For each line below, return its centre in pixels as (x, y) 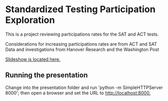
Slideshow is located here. (33, 59)
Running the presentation (47, 75)
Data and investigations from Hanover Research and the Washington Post (82, 49)
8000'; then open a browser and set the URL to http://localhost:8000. (78, 93)
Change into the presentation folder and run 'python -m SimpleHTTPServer (84, 87)
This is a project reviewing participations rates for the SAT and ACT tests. (82, 34)
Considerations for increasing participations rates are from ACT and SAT (81, 44)
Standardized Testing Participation (80, 9)
